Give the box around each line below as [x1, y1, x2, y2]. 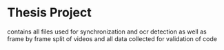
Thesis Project [7, 5, 92, 21]
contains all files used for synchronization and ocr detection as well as [7, 27, 207, 36]
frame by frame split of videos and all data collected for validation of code [7, 34, 217, 42]
